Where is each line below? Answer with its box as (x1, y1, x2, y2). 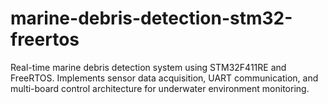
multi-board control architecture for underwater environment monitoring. (10, 82, 310, 94)
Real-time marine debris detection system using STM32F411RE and (10, 61, 287, 73)
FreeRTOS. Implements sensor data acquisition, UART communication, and (10, 72, 319, 84)
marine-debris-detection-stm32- (10, 7, 293, 30)
